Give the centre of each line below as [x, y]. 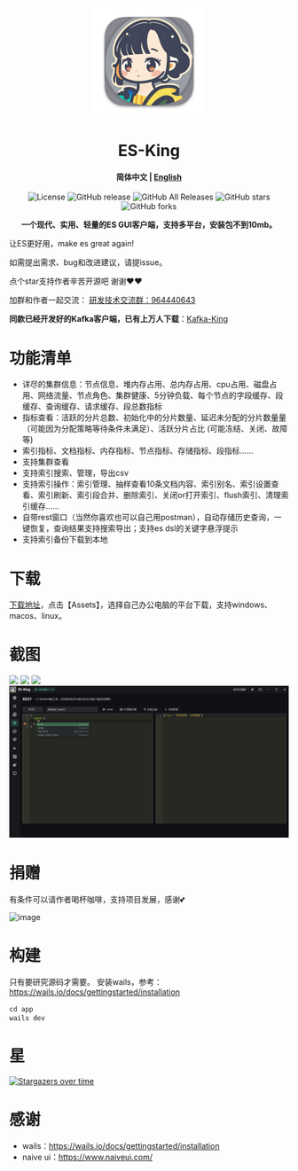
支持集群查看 [45, 462]
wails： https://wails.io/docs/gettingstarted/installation [121, 1145]
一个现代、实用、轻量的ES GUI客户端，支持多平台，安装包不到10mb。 [149, 225]
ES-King [149, 151]
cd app [21, 1009]
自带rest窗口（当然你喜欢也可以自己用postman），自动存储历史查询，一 [152, 518]
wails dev [27, 1018]
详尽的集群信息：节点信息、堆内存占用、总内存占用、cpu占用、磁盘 [145, 385]
